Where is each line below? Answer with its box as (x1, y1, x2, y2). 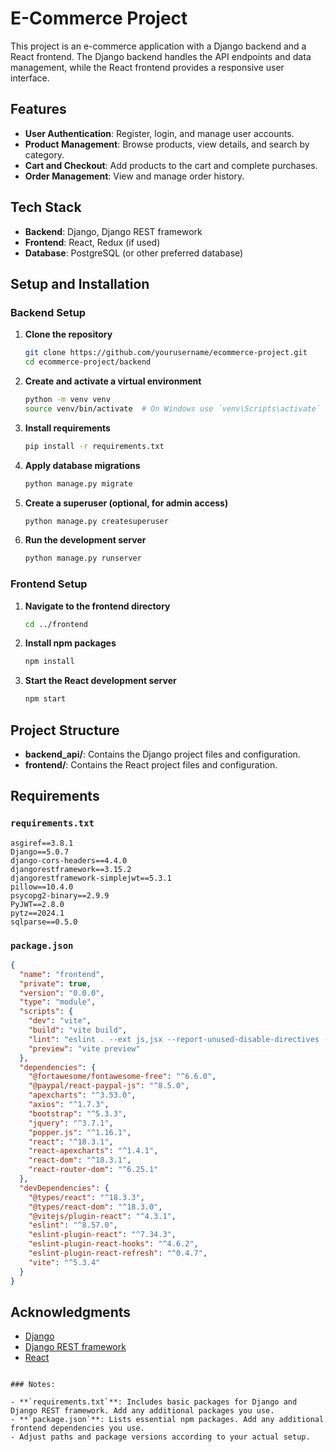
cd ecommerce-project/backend (24, 357, 152, 367)
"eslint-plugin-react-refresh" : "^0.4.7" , (28, 1248, 208, 1259)
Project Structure (10, 722, 120, 739)
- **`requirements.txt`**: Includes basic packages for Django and (10, 1397, 298, 1407)
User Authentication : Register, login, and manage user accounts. (24, 127, 295, 139)
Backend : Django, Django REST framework (24, 225, 203, 237)
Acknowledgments (10, 1303, 132, 1321)
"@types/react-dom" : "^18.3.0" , (28, 1202, 163, 1212)
